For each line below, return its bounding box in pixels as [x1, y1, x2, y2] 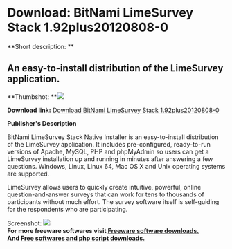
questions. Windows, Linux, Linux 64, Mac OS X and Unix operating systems [7, 162, 226, 170]
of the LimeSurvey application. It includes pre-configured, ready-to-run [7, 140, 211, 148]
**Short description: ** [7, 42, 74, 50]
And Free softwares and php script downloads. [7, 234, 145, 242]
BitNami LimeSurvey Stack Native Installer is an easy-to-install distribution [7, 133, 220, 141]
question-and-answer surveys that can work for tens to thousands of [7, 190, 204, 199]
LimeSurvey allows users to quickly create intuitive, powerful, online [7, 183, 202, 191]
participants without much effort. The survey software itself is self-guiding [7, 197, 220, 205]
